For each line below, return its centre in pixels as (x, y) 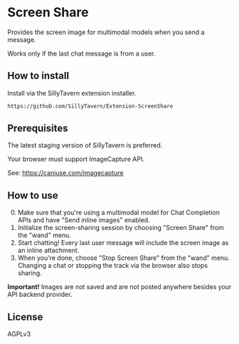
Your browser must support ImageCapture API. (76, 159)
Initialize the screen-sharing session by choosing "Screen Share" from (121, 228)
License (25, 317)
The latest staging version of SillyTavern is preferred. (85, 145)
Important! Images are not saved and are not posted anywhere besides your (119, 287)
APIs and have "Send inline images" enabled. (84, 220)
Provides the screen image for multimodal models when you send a (106, 32)
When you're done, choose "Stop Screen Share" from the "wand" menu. (123, 258)
